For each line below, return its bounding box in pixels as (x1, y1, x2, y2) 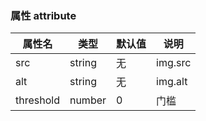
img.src (156, 56, 192, 70)
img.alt (156, 75, 188, 89)
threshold (15, 93, 60, 107)
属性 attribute (10, 8, 77, 22)
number (69, 93, 107, 107)
